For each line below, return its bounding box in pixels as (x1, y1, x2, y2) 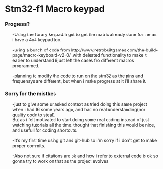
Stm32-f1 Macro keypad (5, 3, 105, 15)
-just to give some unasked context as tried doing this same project (12, 101, 147, 107)
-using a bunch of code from (12, 47, 70, 53)
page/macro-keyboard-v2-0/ (12, 52, 71, 58)
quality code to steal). (12, 112, 56, 118)
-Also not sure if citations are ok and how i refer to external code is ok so (12, 153, 158, 159)
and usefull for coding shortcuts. (12, 127, 78, 133)
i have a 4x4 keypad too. (12, 37, 62, 43)
